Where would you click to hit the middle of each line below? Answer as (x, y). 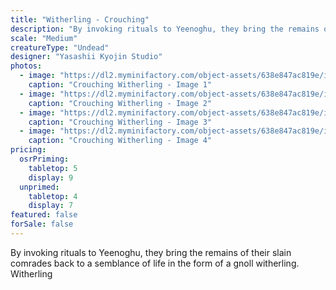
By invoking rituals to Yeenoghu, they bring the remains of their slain (151, 252)
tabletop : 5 (53, 168)
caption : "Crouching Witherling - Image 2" (120, 103)
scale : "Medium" (44, 38)
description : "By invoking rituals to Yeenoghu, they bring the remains (165, 29)
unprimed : (39, 187)
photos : (26, 66)
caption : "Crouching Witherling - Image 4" (120, 141)
